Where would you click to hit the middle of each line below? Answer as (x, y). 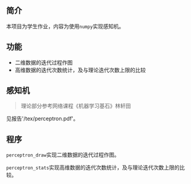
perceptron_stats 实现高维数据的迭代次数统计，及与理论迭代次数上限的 (93, 168)
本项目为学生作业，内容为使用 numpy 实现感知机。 (65, 26)
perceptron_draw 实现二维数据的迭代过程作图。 (63, 155)
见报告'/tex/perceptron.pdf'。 (42, 119)
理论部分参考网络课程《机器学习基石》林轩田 (76, 106)
